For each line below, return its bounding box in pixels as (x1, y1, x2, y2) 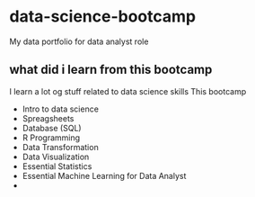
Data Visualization (22, 151, 90, 162)
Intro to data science (22, 103, 99, 114)
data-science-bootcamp (9, 6, 196, 27)
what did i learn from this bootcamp (9, 62, 213, 77)
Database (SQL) (22, 122, 83, 133)
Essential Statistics (22, 160, 92, 172)
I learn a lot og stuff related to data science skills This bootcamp (9, 85, 247, 96)
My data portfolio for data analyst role (9, 36, 149, 47)
